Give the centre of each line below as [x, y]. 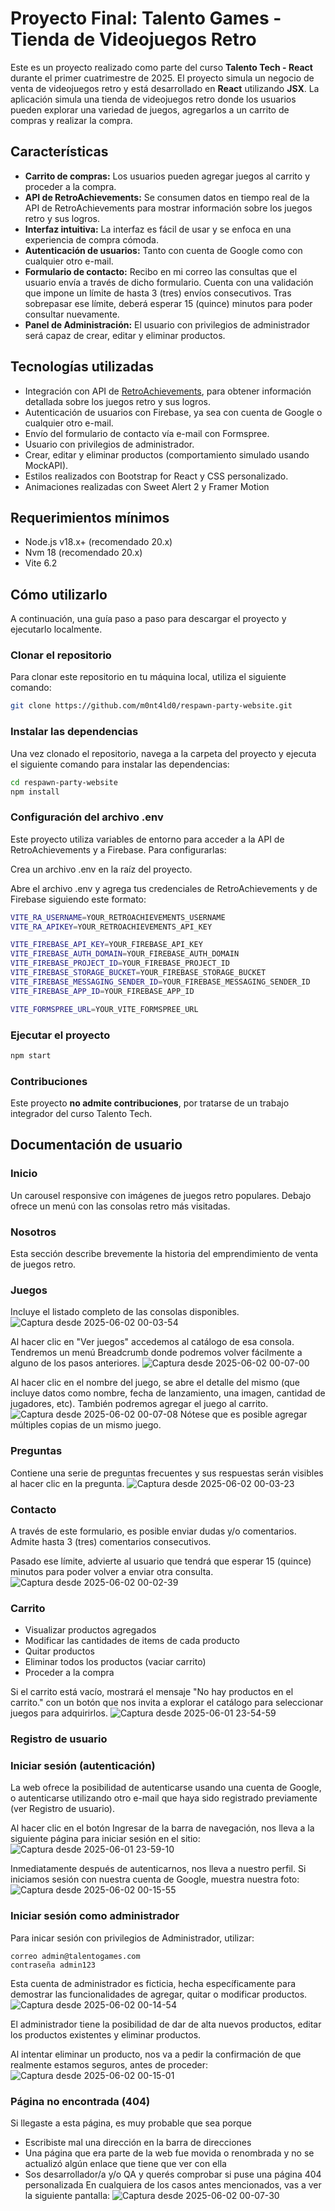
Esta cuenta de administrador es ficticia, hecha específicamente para [153, 1983]
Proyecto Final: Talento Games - [146, 18]
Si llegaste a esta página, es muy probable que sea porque [131, 2123]
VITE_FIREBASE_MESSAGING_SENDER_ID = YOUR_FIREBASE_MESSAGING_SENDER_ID [160, 982]
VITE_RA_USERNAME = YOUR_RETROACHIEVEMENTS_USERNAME [118, 917]
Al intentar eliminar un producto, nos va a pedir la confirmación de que [156, 2054]
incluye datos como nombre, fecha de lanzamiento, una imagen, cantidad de [168, 1393]
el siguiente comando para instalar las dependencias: [120, 764]
